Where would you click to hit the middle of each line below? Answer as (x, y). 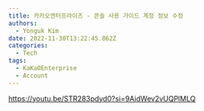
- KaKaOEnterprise (47, 68)
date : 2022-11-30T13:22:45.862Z (62, 38)
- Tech (27, 53)
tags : (17, 61)
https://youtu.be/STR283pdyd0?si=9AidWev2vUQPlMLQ (102, 98)
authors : (23, 23)
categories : (28, 46)
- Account (32, 76)
